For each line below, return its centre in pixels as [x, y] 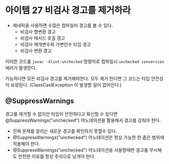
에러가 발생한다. [21, 68]
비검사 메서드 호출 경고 [43, 38]
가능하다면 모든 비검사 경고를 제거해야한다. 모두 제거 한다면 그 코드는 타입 [78, 78]
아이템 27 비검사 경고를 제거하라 [68, 10]
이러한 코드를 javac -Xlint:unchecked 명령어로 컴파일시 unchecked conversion [85, 61]
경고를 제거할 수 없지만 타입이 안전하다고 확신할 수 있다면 [61, 114]
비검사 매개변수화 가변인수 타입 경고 [56, 44]
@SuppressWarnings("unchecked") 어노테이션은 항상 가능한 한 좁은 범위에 [88, 137]
